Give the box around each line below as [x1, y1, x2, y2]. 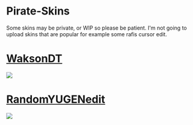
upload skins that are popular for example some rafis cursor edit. [6, 30, 168, 37]
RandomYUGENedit [6, 92, 106, 106]
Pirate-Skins [6, 4, 71, 18]
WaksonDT [6, 52, 63, 66]
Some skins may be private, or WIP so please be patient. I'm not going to [6, 24, 187, 31]
